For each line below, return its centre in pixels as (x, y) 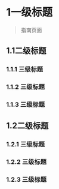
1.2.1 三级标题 (26, 145)
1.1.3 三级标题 (26, 104)
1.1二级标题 (26, 51)
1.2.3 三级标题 (26, 179)
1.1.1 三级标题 (25, 70)
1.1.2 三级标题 (26, 87)
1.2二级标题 (27, 126)
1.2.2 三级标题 (26, 162)
